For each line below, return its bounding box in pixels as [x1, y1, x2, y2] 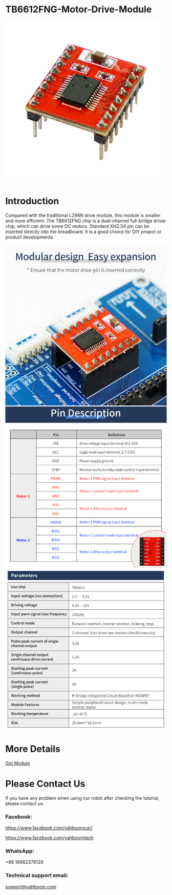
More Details [5, 743, 60, 755]
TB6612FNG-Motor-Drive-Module [5, 4, 152, 15]
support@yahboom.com [5, 883, 57, 889]
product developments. [5, 234, 55, 240]
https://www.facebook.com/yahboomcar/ [5, 825, 93, 831]
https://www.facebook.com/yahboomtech [5, 835, 94, 841]
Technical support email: [5, 872, 69, 879]
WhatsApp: [5, 847, 34, 855]
